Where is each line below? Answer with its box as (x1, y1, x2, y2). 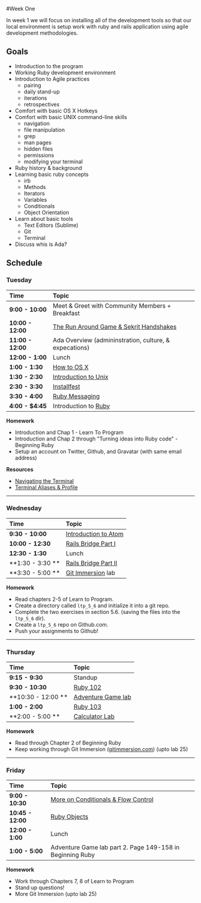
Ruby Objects (50, 813, 89, 821)
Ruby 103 (74, 703, 102, 711)
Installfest (53, 382, 81, 391)
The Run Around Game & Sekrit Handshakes (53, 323, 177, 331)
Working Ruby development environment (14, 69, 116, 76)
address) (14, 454, 37, 461)
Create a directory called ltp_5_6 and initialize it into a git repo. (14, 601, 170, 609)
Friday (6, 766, 25, 774)
